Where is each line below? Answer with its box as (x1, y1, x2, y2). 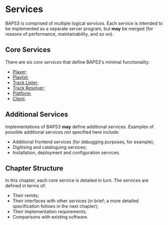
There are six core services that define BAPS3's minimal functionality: (5, 59, 150, 65)
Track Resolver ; (12, 85, 45, 91)
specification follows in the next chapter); (12, 203, 99, 209)
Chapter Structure (5, 164, 64, 173)
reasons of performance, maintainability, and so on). (5, 31, 114, 37)
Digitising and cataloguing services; (12, 144, 87, 150)
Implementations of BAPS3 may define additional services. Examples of (5, 124, 154, 130)
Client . (12, 95, 26, 101)
